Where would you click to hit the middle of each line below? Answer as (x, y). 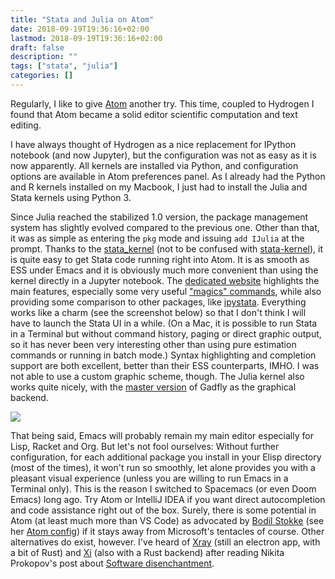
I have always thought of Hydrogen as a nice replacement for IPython (153, 144)
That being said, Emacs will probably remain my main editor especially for (162, 435)
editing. (26, 125)
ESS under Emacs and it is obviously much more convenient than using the (164, 270)
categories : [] (42, 76)
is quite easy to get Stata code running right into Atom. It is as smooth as (160, 259)
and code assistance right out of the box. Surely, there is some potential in (163, 510)
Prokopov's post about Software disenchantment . (112, 563)
